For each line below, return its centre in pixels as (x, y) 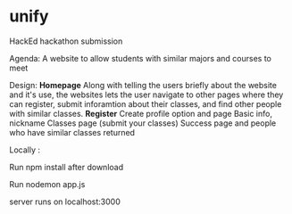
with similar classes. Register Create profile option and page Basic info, (141, 113)
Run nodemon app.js (47, 184)
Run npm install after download (66, 167)
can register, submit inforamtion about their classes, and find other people (146, 103)
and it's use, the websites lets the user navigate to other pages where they (146, 95)
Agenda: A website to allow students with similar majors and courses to (141, 58)
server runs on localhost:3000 (65, 202)
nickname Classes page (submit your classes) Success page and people (143, 123)
